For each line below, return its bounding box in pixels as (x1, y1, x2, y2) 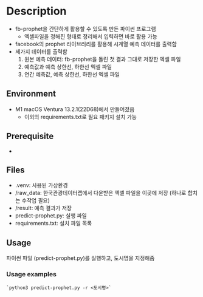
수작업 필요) (21, 197, 50, 204)
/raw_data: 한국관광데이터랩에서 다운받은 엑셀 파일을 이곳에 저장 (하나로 (15, 189, 187, 197)
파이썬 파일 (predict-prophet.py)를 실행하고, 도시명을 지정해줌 (6, 254, 155, 262)
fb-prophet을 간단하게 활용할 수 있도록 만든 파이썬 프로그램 (15, 25, 156, 32)
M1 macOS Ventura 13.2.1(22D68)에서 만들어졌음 (15, 105, 135, 113)
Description (6, 4, 67, 18)
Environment (6, 89, 57, 99)
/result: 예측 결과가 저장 (15, 205, 72, 212)
